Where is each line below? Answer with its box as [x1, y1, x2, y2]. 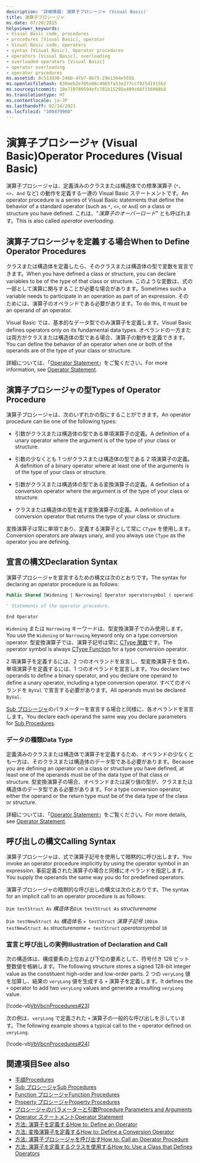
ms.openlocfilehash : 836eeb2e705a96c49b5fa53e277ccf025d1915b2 [6, 81, 167, 87]
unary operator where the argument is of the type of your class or [14, 437, 176, 444]
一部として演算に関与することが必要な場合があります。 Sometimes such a [6, 285, 186, 292]
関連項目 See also [6, 1059, 70, 1069]
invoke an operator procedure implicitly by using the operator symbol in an [6, 860, 189, 867]
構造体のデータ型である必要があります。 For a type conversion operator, [6, 785, 182, 793]
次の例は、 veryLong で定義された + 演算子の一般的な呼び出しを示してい [6, 1014, 180, 1022]
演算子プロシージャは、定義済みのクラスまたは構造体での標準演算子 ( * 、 [6, 183, 184, 190]
